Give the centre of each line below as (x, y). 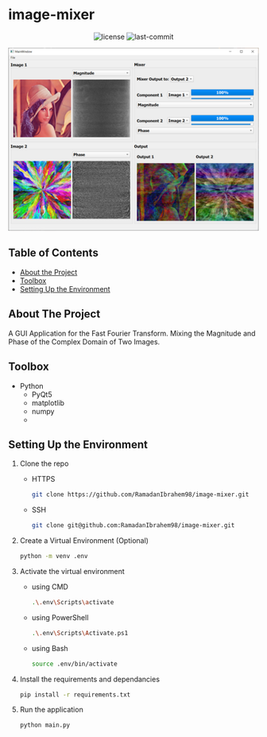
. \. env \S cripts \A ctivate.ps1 (80, 633)
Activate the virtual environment (72, 571)
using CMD (50, 587)
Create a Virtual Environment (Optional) (84, 541)
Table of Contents (54, 253)
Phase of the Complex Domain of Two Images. (84, 341)
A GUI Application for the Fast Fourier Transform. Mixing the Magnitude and (132, 333)
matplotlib (48, 402)
